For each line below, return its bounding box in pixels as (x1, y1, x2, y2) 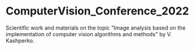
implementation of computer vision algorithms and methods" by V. (5, 30, 172, 37)
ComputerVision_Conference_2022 (5, 4, 190, 18)
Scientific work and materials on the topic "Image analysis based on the (5, 24, 186, 31)
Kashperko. (5, 37, 35, 44)
